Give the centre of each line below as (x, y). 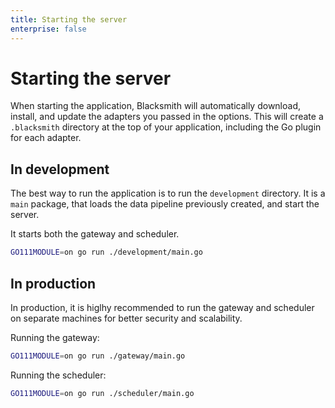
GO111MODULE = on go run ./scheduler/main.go (102, 393)
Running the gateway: (55, 337)
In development (60, 169)
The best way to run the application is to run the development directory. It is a (168, 193)
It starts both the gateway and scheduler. (95, 234)
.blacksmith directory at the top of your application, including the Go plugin (166, 127)
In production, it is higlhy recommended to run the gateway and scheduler (162, 307)
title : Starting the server (69, 19)
